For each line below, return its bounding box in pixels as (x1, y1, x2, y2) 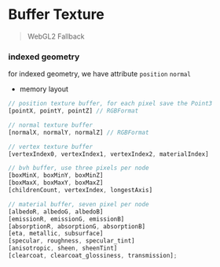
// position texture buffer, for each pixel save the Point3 (8, 100, 213, 108)
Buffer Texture (8, 6, 104, 24)
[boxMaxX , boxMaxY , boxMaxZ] (8, 179, 104, 187)
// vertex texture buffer (8, 143, 93, 150)
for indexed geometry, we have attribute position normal (8, 69, 191, 79)
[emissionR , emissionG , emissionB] (8, 215, 125, 223)
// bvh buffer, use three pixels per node (8, 164, 149, 172)
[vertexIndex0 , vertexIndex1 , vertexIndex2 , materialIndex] (8, 150, 210, 158)
